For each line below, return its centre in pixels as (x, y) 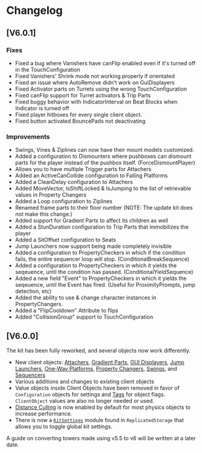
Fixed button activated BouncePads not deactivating (80, 121)
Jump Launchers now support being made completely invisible (93, 246)
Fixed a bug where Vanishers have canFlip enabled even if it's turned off (105, 63)
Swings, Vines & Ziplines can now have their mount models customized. (105, 150)
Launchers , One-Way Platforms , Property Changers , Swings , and (96, 368)
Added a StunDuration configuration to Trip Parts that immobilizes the (102, 227)
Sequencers (30, 375)
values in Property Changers (50, 195)
